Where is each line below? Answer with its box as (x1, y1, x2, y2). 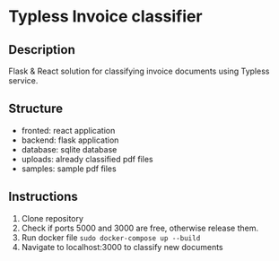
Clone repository (21, 213, 84, 223)
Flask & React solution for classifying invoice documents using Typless (8, 65, 270, 76)
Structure (8, 101, 64, 117)
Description (8, 42, 75, 57)
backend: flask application (21, 135, 119, 145)
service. (8, 75, 39, 86)
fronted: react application (21, 125, 116, 135)
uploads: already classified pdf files (21, 153, 153, 164)
